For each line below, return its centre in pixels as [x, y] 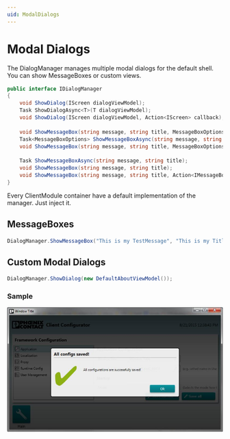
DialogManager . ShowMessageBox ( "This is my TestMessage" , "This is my [108, 241]
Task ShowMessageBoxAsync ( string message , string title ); [104, 161]
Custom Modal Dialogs [56, 262]
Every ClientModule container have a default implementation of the [102, 196]
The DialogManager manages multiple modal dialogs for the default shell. [111, 68]
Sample [20, 296]
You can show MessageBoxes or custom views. [74, 75]
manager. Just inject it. [39, 202]
